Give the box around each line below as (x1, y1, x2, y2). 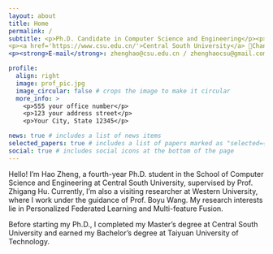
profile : (8, 64, 38, 73)
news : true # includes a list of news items (8, 131, 162, 140)
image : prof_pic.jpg (15, 79, 85, 88)
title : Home (8, 19, 49, 28)
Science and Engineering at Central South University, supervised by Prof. (8, 178, 253, 187)
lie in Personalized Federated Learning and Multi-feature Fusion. (8, 204, 223, 213)
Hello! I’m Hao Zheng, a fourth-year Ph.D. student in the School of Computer (8, 169, 264, 179)
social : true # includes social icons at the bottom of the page (8, 147, 234, 155)
